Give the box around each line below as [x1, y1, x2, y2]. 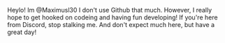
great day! [7, 28, 37, 36]
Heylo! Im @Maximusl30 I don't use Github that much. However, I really [7, 6, 212, 14]
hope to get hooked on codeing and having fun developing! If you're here [7, 13, 218, 21]
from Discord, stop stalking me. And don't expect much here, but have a [7, 21, 215, 28]
